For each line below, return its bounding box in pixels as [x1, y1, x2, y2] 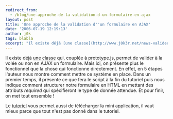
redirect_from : [5, 7, 38, 13]
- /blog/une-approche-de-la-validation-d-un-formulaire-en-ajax [10, 12, 151, 17]
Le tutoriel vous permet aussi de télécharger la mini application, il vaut [5, 103, 154, 109]
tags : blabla [5, 36, 33, 41]
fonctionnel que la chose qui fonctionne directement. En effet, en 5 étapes [5, 65, 163, 72]
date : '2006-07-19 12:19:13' [5, 27, 68, 32]
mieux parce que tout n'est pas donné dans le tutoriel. [5, 108, 120, 114]
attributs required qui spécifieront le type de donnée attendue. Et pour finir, [5, 87, 165, 93]
